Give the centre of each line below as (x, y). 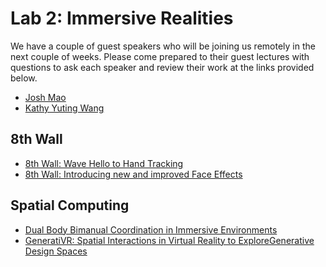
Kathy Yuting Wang (64, 108)
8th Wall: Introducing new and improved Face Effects (133, 174)
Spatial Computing (70, 205)
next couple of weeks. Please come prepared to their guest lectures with (160, 56)
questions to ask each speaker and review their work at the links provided (162, 67)
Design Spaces (56, 251)
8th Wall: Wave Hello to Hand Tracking (104, 163)
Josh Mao (45, 97)
